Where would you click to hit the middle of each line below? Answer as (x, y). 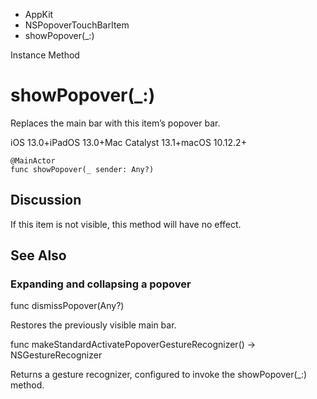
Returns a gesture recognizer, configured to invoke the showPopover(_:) (159, 375)
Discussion (46, 200)
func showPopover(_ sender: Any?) (82, 169)
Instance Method (45, 55)
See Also (38, 255)
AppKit (39, 14)
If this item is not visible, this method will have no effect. (126, 224)
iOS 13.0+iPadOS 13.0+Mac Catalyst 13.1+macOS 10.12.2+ (128, 142)
